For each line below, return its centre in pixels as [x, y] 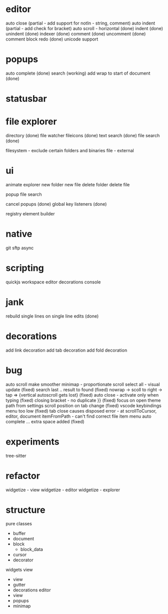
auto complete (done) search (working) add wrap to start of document [78, 73]
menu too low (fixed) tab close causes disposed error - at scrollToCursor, [81, 411]
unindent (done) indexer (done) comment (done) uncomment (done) [76, 34]
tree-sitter [16, 455]
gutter [19, 585]
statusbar [26, 99]
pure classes [19, 524]
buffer [19, 533]
